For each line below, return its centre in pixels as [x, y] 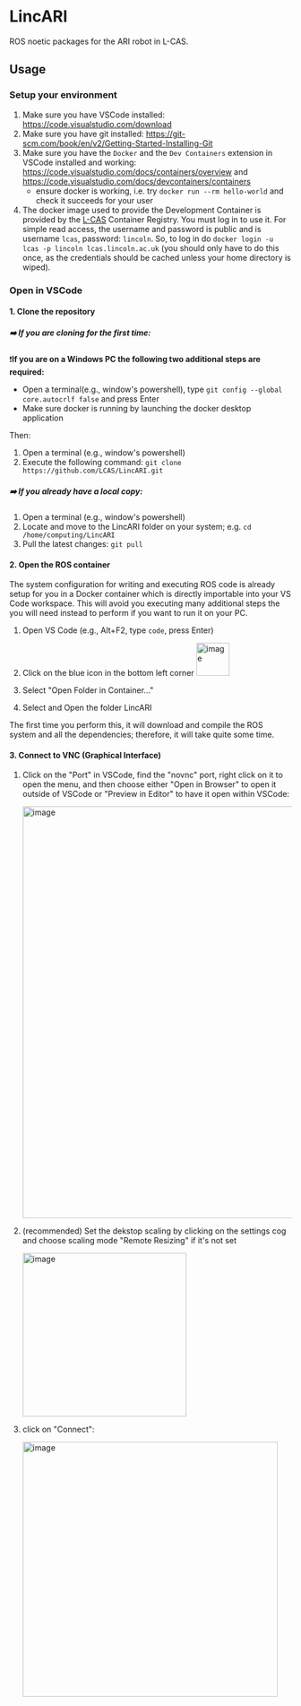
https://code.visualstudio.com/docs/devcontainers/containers [136, 181]
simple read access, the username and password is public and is [142, 229]
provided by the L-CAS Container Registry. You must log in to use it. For [154, 219]
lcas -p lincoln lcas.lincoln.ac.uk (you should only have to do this [150, 247]
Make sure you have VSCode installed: [94, 115]
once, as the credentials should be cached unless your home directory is [156, 257]
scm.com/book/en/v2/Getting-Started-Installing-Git [117, 143]
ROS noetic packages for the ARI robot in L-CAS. [99, 41]
